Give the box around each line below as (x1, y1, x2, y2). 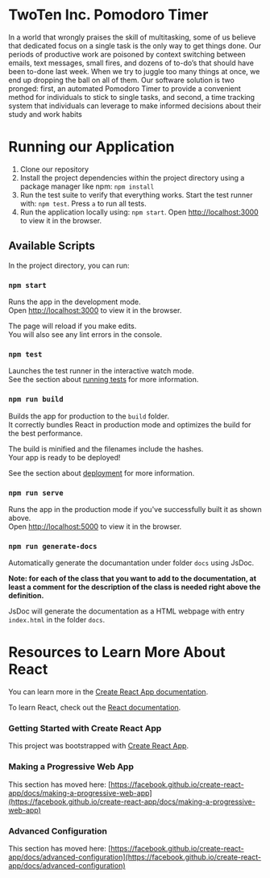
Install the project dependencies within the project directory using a (19, 173, 245, 182)
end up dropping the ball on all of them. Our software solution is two (8, 75, 235, 85)
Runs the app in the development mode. (8, 297, 141, 306)
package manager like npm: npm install (19, 181, 155, 191)
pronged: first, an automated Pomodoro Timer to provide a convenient (8, 83, 242, 94)
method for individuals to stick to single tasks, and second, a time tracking (8, 92, 255, 102)
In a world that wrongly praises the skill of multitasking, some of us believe (8, 32, 256, 42)
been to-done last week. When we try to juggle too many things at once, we (8, 66, 260, 76)
